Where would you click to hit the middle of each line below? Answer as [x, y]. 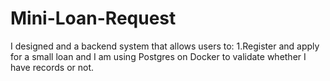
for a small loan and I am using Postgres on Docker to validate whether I [158, 56]
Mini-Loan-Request [93, 18]
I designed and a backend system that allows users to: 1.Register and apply [165, 46]
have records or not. [52, 67]
